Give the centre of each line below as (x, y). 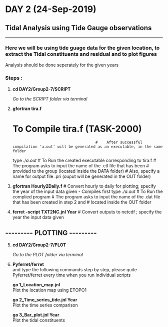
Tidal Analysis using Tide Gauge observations (78, 28)
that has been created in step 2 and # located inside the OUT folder (82, 202)
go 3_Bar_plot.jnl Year (36, 315)
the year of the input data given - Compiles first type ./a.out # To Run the (87, 191)
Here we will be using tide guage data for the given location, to (82, 48)
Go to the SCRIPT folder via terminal (50, 98)
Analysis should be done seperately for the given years (62, 65)
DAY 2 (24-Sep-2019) (51, 9)
